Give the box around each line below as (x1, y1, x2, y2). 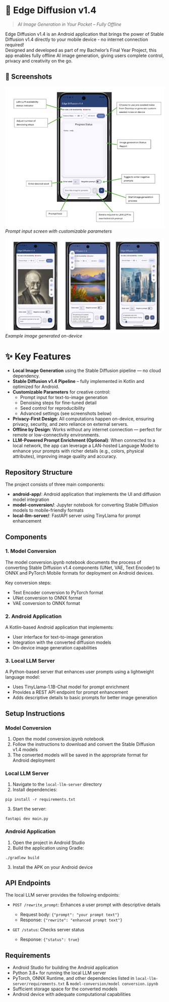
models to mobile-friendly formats (12, 507, 84, 514)
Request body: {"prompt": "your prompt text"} (20, 912, 120, 918)
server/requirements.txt (12, 981, 65, 987)
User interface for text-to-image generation (12, 634, 103, 640)
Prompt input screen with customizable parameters (5, 228, 112, 234)
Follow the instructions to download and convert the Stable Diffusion (12, 741, 155, 747)
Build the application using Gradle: (12, 845, 84, 851)
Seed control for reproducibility (20, 405, 85, 411)
